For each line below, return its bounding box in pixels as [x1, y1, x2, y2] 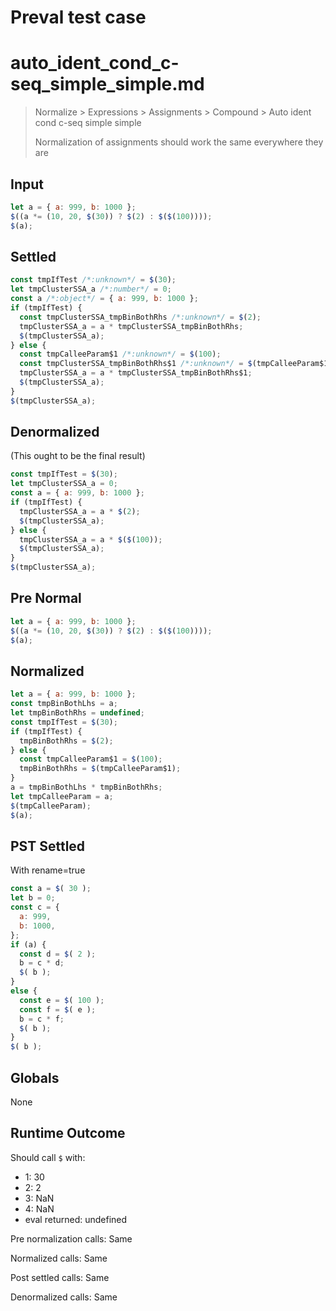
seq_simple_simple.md [10, 73, 205, 96]
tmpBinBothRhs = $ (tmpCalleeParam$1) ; [19, 764, 182, 774]
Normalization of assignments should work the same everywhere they [34, 136, 324, 148]
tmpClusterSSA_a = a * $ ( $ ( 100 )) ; [19, 534, 163, 545]
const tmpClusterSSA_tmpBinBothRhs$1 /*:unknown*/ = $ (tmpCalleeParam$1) [19, 359, 333, 369]
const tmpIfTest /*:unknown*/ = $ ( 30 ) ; [10, 275, 177, 285]
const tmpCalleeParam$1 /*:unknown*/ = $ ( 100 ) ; [19, 349, 222, 360]
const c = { [10, 902, 60, 913]
